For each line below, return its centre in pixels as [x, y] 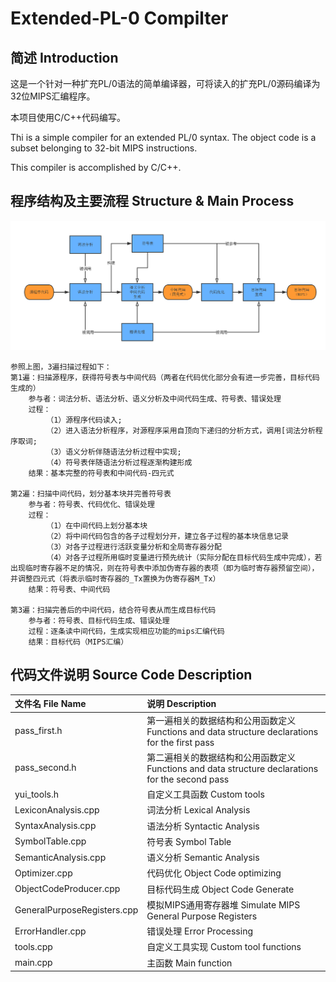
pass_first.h [38, 731]
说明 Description [181, 704]
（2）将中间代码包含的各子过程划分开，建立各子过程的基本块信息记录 [167, 537]
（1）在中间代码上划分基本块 [97, 526]
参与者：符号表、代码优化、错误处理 [91, 505]
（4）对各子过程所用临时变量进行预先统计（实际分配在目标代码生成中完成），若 [184, 558]
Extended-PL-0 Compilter [119, 18]
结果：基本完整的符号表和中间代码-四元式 [101, 473]
